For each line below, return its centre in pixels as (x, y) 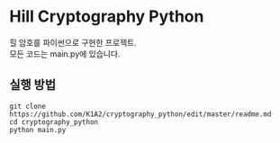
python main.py (38, 130)
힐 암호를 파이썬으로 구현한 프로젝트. (73, 42)
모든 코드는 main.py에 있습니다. (65, 54)
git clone (28, 106)
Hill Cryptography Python (107, 17)
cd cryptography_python (54, 122)
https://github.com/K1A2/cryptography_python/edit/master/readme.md (140, 114)
